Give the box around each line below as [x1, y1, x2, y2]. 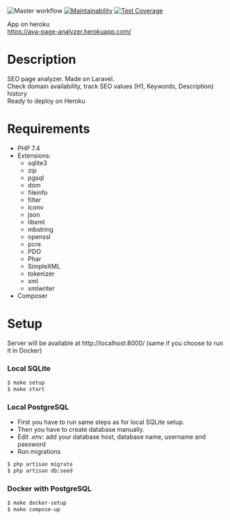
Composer [17, 292, 48, 300]
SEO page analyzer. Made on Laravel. [7, 74, 115, 83]
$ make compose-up [7, 506, 60, 513]
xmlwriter [27, 284, 56, 292]
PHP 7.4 [17, 144, 40, 152]
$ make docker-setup [7, 500, 67, 507]
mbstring [27, 225, 54, 233]
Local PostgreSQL [7, 402, 69, 412]
